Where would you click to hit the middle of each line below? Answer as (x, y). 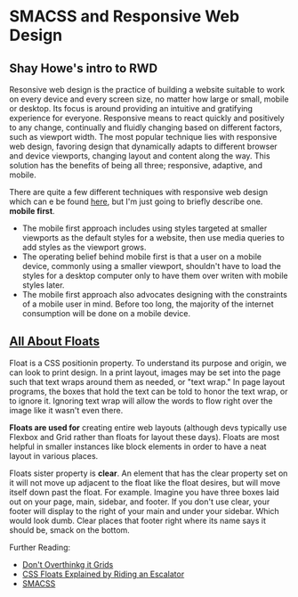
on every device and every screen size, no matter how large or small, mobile (149, 99)
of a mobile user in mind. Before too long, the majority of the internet (148, 304)
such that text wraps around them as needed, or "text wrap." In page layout (147, 381)
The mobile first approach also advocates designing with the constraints (154, 294)
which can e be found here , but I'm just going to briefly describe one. (136, 201)
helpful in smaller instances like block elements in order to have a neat (138, 446)
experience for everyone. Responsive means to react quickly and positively (147, 118)
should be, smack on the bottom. (70, 530)
